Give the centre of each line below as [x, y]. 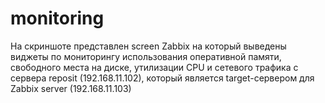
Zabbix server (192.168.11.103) [71, 88]
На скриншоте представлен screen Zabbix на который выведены [148, 46]
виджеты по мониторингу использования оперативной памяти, [146, 56]
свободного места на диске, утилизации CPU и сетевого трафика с [154, 67]
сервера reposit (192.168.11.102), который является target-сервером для [162, 78]
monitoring [57, 18]
